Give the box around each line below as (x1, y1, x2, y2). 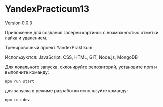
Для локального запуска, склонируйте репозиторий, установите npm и (5, 64, 157, 70)
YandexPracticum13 (5, 3, 90, 15)
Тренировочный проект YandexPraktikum (5, 44, 93, 50)
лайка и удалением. (5, 35, 48, 41)
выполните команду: (5, 69, 49, 75)
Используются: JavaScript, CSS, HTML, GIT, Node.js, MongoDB (5, 54, 138, 60)
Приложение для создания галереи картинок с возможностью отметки (5, 29, 159, 35)
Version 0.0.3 (5, 20, 32, 26)
